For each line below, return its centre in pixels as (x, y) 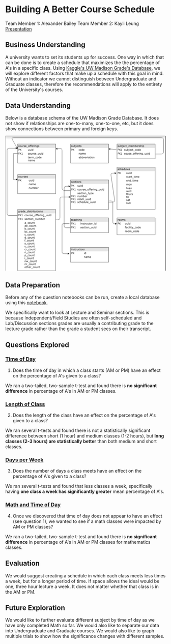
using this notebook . (27, 303)
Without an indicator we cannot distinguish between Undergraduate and (81, 79)
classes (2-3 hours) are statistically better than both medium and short (81, 442)
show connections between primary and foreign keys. (62, 129)
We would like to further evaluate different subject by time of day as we (80, 620)
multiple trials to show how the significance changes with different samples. (85, 636)
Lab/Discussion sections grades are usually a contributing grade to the (79, 324)
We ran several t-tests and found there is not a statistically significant (78, 430)
